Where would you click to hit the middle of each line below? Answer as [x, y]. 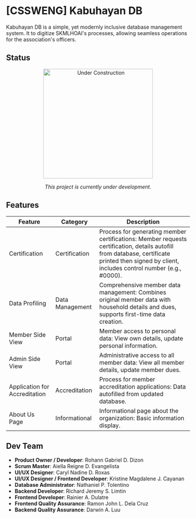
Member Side [27, 335]
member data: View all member [142, 362]
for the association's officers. [41, 39]
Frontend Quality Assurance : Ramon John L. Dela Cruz [81, 504]
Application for [29, 386]
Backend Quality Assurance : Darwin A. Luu [67, 510]
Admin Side [25, 359]
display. [110, 425]
